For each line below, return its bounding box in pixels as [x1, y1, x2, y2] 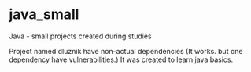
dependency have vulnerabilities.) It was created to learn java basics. [9, 55, 234, 64]
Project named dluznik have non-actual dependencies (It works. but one [9, 46, 243, 56]
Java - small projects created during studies [9, 31, 152, 41]
